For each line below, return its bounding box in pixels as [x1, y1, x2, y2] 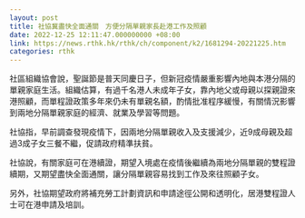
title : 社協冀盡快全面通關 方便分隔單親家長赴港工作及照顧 [9, 22, 207, 31]
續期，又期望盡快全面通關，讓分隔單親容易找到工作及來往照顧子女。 [9, 169, 264, 180]
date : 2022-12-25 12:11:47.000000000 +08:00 [9, 30, 181, 39]
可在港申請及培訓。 [16, 199, 89, 210]
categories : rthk [9, 47, 75, 56]
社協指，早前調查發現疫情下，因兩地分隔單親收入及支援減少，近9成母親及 [9, 126, 285, 137]
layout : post [9, 13, 59, 23]
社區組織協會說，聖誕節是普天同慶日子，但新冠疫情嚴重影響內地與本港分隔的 [9, 74, 296, 84]
